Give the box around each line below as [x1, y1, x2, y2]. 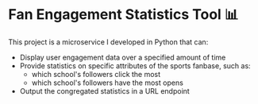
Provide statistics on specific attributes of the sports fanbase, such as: [19, 60, 252, 71]
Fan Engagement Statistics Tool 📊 [8, 6, 239, 24]
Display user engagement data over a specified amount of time [19, 52, 226, 62]
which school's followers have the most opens [31, 78, 184, 87]
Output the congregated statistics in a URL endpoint [19, 86, 191, 95]
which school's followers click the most [31, 69, 161, 79]
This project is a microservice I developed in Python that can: [8, 37, 209, 47]
